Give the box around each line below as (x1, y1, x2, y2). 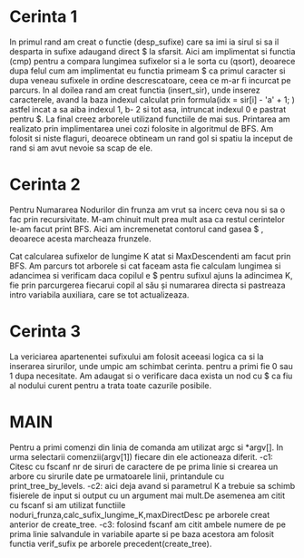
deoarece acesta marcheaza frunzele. (9, 233, 152, 244)
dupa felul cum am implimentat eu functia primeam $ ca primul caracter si (9, 65, 286, 76)
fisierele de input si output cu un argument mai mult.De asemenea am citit (9, 490, 286, 501)
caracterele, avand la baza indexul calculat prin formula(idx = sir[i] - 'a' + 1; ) (9, 93, 295, 105)
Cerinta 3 (9, 321, 82, 342)
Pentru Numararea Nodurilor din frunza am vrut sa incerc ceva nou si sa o (9, 204, 286, 215)
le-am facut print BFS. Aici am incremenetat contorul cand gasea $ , (9, 223, 264, 234)
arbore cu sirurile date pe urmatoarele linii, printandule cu (9, 470, 225, 482)
